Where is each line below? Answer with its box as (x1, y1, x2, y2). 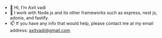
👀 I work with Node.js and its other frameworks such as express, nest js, (9, 10, 158, 16)
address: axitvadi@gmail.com (9, 27, 70, 33)
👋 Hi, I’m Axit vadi (9, 5, 46, 10)
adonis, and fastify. (9, 15, 49, 20)
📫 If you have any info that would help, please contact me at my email (9, 20, 154, 26)
